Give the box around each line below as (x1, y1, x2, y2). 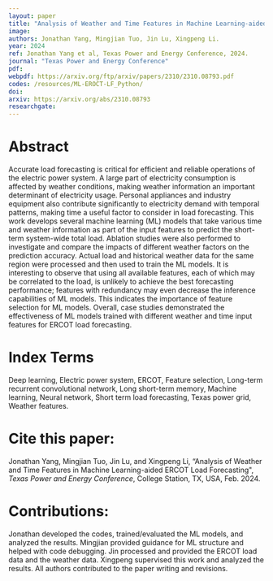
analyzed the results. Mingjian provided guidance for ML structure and (8, 537, 244, 547)
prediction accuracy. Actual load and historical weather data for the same (8, 251, 254, 261)
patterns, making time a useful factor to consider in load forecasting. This (8, 208, 254, 218)
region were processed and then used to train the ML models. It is (8, 259, 229, 269)
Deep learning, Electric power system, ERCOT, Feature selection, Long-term (8, 375, 263, 384)
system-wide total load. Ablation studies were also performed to (25, 233, 241, 244)
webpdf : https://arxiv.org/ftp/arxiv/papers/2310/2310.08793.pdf (8, 72, 234, 80)
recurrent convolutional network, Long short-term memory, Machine (8, 384, 237, 393)
